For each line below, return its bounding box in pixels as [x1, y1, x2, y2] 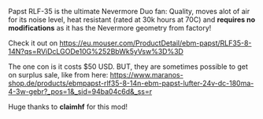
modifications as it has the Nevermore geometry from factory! [8, 23, 212, 32]
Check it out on [8, 38, 58, 48]
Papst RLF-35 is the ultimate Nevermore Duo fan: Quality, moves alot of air [8, 7, 250, 16]
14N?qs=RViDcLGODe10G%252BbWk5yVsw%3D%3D [8, 47, 183, 56]
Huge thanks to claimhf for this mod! [8, 102, 128, 111]
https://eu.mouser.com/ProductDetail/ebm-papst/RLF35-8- [59, 38, 252, 48]
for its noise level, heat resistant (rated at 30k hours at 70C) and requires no [8, 15, 256, 24]
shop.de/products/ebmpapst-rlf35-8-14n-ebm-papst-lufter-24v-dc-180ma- [8, 78, 254, 88]
